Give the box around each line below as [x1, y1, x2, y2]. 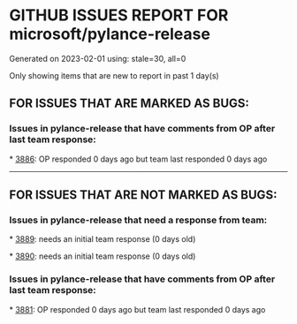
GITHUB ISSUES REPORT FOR [9, 5, 229, 26]
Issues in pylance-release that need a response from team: [9, 214, 268, 226]
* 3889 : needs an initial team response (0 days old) [9, 234, 196, 245]
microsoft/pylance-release [9, 24, 210, 44]
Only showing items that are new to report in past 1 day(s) [9, 70, 219, 80]
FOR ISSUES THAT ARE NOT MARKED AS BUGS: [9, 187, 278, 203]
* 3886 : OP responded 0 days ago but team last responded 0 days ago [9, 154, 268, 164]
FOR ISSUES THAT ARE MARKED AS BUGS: [9, 96, 250, 111]
